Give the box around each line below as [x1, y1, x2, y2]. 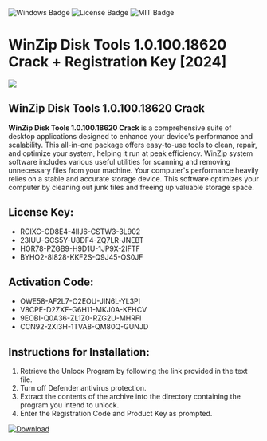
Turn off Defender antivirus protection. [19, 383, 147, 393]
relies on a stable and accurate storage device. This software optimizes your [8, 173, 260, 183]
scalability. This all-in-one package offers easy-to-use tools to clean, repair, [8, 140, 257, 149]
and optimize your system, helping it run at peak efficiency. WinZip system [8, 148, 253, 158]
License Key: [8, 205, 74, 219]
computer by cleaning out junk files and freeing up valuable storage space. [8, 182, 255, 192]
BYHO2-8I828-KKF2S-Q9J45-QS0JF [19, 252, 143, 262]
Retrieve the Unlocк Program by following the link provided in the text [19, 367, 249, 376]
